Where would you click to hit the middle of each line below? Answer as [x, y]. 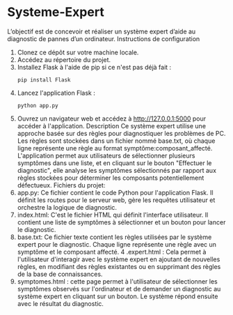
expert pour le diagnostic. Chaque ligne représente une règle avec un [117, 244]
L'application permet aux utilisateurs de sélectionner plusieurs [106, 155]
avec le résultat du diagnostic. [61, 303]
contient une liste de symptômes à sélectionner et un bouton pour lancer [121, 222]
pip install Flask [44, 80]
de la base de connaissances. [60, 274]
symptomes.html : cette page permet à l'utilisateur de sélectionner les [117, 281]
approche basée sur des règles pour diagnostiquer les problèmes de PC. [121, 133]
